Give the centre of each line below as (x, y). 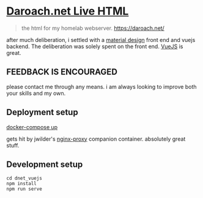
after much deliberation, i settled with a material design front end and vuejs (101, 40)
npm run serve (24, 189)
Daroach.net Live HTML (68, 11)
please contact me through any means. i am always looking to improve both (102, 87)
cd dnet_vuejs (24, 179)
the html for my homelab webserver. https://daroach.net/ (93, 28)
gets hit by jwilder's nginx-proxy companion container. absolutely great (96, 139)
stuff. (13, 145)
